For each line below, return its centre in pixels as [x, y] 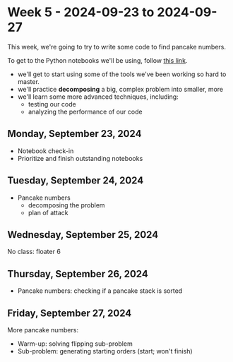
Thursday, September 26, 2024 [78, 273]
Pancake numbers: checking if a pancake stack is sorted [100, 291]
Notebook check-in [46, 151]
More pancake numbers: [43, 330]
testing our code [52, 104]
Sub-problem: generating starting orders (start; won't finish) [105, 351]
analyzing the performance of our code [85, 111]
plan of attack [48, 212]
